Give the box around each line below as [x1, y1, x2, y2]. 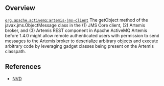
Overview [5, 4, 36, 12]
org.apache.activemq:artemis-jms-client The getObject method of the [5, 17, 148, 23]
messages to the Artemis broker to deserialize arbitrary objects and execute [5, 38, 158, 44]
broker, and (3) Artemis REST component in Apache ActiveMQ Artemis [5, 27, 147, 33]
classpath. [5, 48, 26, 54]
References [5, 62, 41, 71]
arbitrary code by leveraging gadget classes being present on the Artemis [5, 43, 154, 49]
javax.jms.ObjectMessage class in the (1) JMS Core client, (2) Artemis [5, 22, 145, 28]
